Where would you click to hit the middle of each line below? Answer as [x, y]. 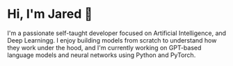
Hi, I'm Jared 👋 [50, 14]
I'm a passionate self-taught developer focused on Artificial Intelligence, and [117, 33]
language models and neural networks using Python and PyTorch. [102, 55]
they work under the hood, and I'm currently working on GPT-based [104, 47]
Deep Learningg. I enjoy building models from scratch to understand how [112, 40]
